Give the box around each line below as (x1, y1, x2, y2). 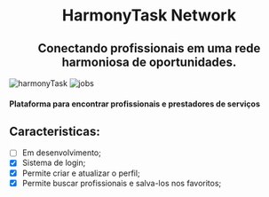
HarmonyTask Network (61, 5, 237, 26)
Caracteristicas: (9, 123, 100, 138)
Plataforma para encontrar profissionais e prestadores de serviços (9, 98, 260, 109)
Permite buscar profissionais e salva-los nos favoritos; (21, 177, 222, 188)
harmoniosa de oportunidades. (61, 54, 237, 69)
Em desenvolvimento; (21, 147, 102, 158)
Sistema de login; (21, 157, 86, 169)
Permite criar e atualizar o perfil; (21, 168, 140, 178)
